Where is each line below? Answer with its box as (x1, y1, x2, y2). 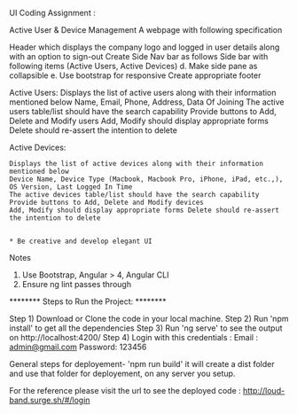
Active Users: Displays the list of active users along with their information (9, 88, 277, 98)
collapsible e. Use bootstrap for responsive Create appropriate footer (9, 70, 262, 81)
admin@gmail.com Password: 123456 (9, 341, 147, 352)
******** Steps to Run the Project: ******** (9, 296, 167, 307)
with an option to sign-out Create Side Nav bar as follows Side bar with (9, 51, 269, 61)
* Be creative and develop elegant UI (9, 237, 152, 246)
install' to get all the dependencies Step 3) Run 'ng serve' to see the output (9, 323, 283, 333)
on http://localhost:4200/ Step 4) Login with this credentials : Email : (9, 332, 259, 342)
